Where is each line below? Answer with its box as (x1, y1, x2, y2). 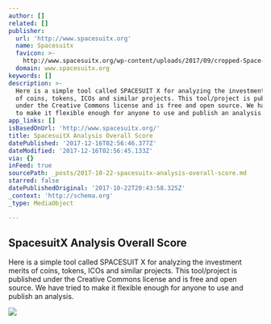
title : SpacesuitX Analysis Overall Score (8, 131, 153, 139)
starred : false (8, 177, 60, 185)
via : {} (8, 154, 35, 162)
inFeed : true (8, 162, 52, 170)
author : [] (8, 11, 45, 20)
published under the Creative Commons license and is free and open (8, 275, 237, 285)
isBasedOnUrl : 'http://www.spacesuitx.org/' (8, 124, 161, 132)
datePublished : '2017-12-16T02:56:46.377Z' (8, 139, 157, 147)
